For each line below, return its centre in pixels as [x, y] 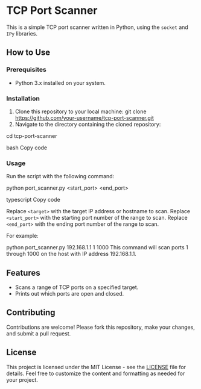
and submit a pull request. [39, 333]
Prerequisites [26, 70]
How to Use [28, 53]
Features [23, 272]
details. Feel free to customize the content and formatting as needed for [96, 373]
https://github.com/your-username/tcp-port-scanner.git [84, 117]
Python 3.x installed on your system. [60, 82]
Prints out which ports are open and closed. [69, 294]
